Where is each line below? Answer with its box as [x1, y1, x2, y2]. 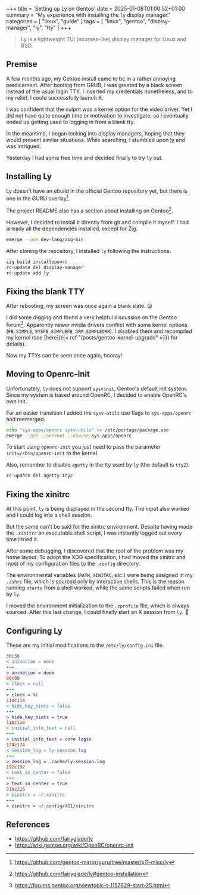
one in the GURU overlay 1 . [6, 193, 70, 202]
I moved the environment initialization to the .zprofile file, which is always [6, 602, 189, 609]
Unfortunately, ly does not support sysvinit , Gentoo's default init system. [6, 385, 187, 392]
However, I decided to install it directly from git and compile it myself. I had [6, 218, 189, 226]
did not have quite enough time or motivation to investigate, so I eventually [6, 112, 189, 119]
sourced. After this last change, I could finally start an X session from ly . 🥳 [6, 609, 189, 616]
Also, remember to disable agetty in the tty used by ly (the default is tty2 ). [6, 461, 190, 468]
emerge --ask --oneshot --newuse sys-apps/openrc [6, 433, 132, 439]
